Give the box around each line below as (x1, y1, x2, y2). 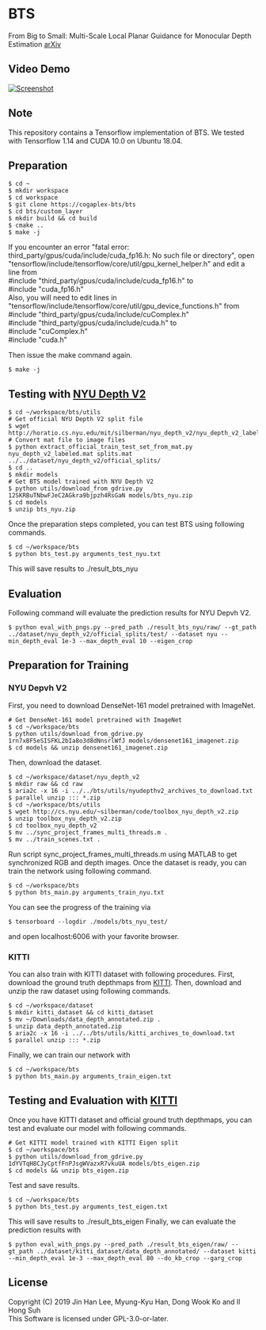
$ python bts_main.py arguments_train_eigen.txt (8, 1072, 172, 1080)
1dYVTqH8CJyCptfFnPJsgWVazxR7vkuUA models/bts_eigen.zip (8, 1159, 200, 1167)
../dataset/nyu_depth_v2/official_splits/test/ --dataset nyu (8, 631, 218, 638)
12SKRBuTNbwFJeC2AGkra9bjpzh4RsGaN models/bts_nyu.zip (8, 492, 193, 500)
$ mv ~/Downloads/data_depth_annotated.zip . (8, 1015, 161, 1023)
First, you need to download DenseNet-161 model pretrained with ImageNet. (8, 700, 256, 710)
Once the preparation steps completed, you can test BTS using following (8, 519, 245, 529)
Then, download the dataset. (8, 757, 102, 767)
